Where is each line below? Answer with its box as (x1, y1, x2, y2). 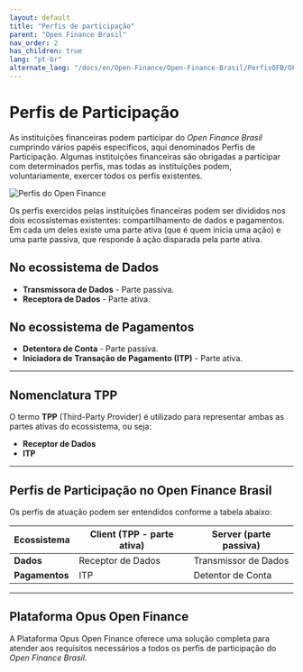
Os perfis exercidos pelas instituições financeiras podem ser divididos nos (9, 204, 286, 216)
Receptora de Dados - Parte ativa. (22, 294, 151, 304)
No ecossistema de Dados (9, 260, 160, 276)
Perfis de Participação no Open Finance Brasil (9, 483, 272, 498)
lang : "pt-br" (9, 55, 63, 64)
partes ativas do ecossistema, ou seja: (9, 421, 151, 432)
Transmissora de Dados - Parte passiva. (22, 284, 174, 295)
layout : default (9, 13, 70, 23)
